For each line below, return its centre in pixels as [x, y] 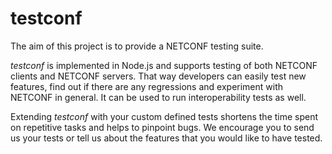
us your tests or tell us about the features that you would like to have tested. [166, 138]
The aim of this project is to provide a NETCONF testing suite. [137, 46]
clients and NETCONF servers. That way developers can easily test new [158, 76]
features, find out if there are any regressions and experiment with [147, 86]
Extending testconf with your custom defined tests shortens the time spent [164, 116]
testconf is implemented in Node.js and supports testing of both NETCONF [164, 65]
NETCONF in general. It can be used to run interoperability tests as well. [158, 97]
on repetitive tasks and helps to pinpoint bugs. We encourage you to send [162, 127]
